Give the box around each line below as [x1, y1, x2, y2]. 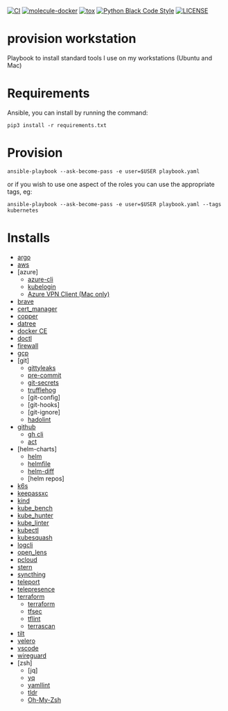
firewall [17, 341, 39, 350]
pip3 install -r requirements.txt [7, 122, 107, 128]
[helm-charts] [17, 444, 58, 453]
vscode [17, 644, 40, 652]
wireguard [17, 651, 47, 660]
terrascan [27, 621, 55, 630]
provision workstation [7, 31, 137, 47]
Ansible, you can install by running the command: [7, 108, 148, 117]
